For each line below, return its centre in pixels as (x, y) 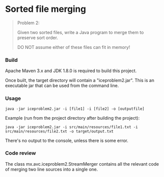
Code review (20, 153)
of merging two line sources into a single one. (52, 169)
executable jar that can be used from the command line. (62, 86)
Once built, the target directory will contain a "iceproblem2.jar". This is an (80, 81)
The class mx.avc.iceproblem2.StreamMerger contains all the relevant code (82, 164)
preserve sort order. (38, 38)
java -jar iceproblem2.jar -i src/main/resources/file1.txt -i (72, 127)
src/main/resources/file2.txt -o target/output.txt (59, 131)
